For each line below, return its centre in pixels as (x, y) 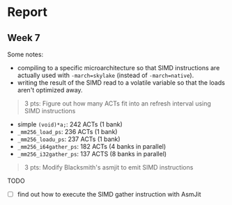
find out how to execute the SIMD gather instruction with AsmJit (109, 194)
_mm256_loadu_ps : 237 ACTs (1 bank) (69, 139)
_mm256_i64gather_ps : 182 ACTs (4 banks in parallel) (92, 146)
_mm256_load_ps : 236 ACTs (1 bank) (67, 132)
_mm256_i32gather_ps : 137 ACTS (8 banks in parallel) (92, 154)
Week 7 (24, 38)
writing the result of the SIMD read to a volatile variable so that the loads (121, 83)
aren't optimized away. (50, 90)
